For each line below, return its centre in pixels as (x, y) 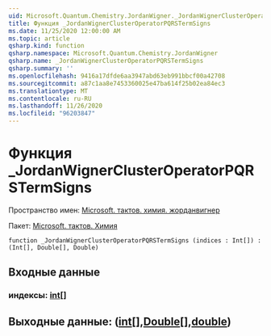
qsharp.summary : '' (41, 69)
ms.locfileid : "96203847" (52, 114)
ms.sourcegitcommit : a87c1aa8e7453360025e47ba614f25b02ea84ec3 (117, 83)
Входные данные (54, 273)
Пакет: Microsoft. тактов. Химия (63, 225)
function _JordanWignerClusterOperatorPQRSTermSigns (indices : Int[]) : (135, 240)
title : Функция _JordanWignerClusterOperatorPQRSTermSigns (110, 23)
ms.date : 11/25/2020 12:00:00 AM (65, 31)
